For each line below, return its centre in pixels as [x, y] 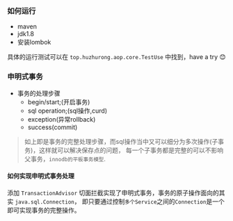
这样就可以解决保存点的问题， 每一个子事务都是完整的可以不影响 [131, 150]
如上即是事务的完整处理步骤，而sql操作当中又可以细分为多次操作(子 [121, 141]
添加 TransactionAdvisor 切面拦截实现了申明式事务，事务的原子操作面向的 [113, 193]
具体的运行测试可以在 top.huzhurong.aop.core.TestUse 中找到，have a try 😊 [116, 57]
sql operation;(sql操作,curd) [67, 110]
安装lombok [34, 42]
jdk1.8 [26, 34]
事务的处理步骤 [39, 93]
